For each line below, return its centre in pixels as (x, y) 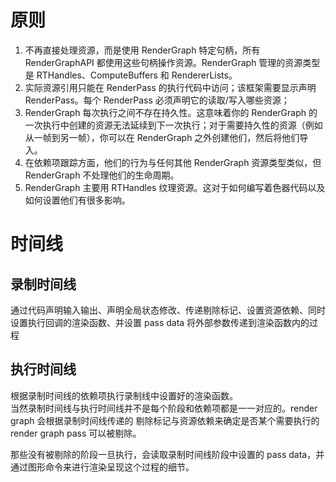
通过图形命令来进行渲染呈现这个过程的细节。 (102, 467)
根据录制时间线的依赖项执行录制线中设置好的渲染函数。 (124, 395)
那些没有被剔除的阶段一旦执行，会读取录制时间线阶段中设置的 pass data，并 (167, 454)
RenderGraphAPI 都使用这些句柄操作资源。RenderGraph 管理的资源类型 (172, 62)
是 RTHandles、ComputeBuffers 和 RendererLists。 (131, 75)
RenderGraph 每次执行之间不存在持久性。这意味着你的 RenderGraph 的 (171, 112)
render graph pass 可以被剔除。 (76, 433)
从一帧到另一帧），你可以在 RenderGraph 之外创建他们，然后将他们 (162, 137)
